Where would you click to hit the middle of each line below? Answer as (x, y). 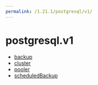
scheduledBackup (36, 75)
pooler (22, 69)
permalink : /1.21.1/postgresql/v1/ (49, 11)
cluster (22, 63)
